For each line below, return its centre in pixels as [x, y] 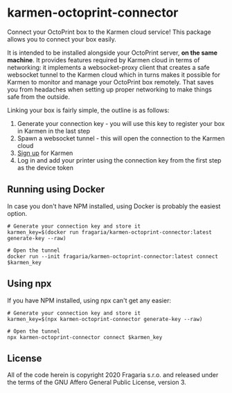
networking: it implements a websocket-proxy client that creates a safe [108, 67]
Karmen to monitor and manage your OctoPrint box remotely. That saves [110, 82]
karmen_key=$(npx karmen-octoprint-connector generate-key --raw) [105, 319]
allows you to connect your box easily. [62, 39]
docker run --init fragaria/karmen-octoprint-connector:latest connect [113, 256]
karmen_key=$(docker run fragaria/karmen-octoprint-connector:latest [110, 232]
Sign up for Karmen [45, 153]
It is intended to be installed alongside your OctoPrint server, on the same [113, 53]
